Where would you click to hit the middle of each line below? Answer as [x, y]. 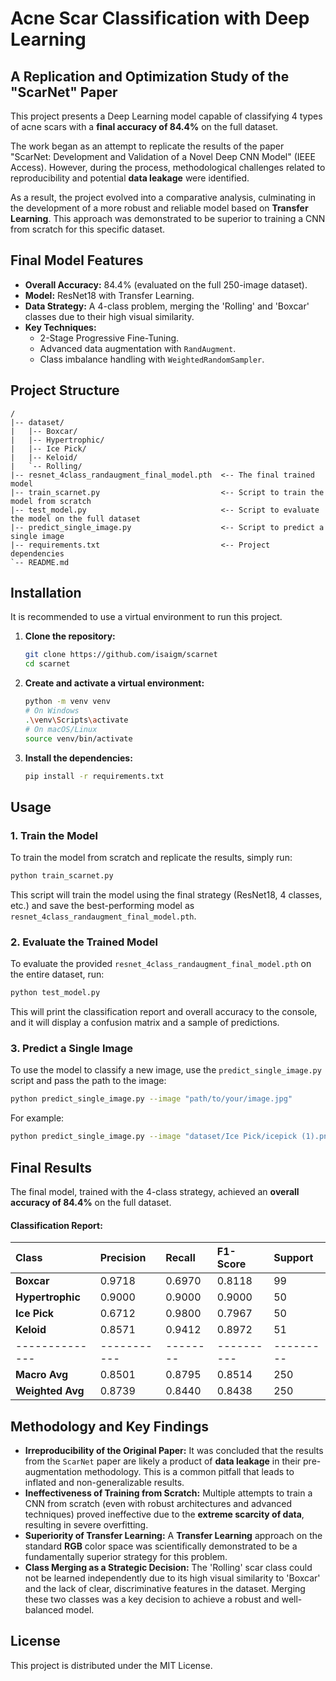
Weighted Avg [50, 1391]
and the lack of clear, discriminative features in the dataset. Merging [165, 1589]
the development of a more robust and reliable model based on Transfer [159, 208]
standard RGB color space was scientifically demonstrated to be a [161, 1546]
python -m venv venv [67, 702]
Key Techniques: [60, 327]
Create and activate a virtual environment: [114, 683]
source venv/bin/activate [78, 738]
